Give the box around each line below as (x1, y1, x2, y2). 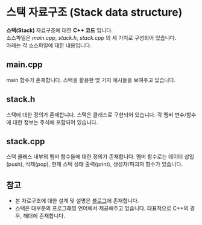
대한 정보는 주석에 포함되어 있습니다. (12, 118, 98, 125)
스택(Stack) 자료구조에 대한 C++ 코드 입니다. (6, 27, 113, 34)
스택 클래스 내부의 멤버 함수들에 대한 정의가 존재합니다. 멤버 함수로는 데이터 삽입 (6, 153, 195, 160)
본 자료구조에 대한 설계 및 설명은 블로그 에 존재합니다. (14, 197, 139, 204)
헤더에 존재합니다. (23, 212, 65, 220)
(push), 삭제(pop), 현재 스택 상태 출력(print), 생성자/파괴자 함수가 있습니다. (6, 160, 183, 168)
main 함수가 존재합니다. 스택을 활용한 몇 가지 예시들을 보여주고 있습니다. (6, 76, 176, 83)
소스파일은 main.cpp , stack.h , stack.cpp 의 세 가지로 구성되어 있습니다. (6, 34, 177, 41)
